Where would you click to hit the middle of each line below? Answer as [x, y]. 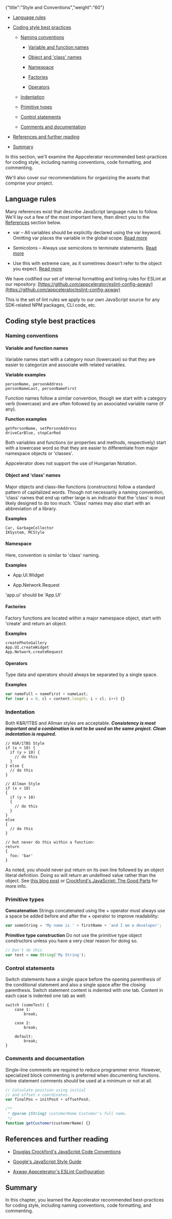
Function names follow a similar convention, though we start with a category [86, 398]
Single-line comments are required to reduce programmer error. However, [83, 1070]
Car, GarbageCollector [30, 528]
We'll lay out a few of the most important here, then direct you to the [78, 217]
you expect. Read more [37, 269]
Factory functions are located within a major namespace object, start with [83, 618]
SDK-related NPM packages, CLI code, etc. [51, 305]
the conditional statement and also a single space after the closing [75, 985]
